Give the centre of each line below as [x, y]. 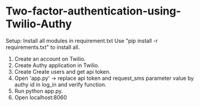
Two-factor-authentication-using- [93, 11]
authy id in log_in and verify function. [60, 84]
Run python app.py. [39, 91]
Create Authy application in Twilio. [57, 65]
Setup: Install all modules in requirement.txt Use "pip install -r [82, 41]
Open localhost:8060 [41, 97]
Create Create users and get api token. [62, 71]
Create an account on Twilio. [50, 59]
